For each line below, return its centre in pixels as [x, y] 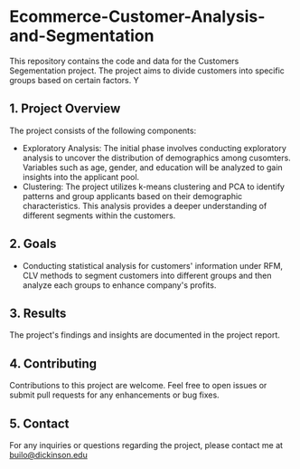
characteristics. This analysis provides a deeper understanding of [145, 206]
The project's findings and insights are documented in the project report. [145, 335]
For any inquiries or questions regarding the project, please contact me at [146, 445]
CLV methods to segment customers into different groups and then [147, 275]
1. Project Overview [65, 109]
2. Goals [33, 244]
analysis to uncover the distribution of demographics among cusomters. [156, 158]
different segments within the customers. [99, 215]
